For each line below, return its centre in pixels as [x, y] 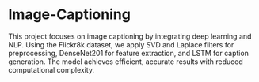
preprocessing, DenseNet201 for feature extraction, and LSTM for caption [129, 53]
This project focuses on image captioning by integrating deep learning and [130, 36]
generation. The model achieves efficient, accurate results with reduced [126, 61]
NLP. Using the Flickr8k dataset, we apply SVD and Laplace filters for [121, 44]
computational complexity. [51, 69]
